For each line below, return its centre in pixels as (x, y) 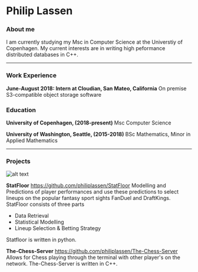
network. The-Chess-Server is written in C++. (62, 264)
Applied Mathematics (32, 140)
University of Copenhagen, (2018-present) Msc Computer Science (89, 123)
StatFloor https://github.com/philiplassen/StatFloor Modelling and (86, 186)
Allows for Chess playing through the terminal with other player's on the (93, 257)
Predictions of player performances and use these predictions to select (93, 192)
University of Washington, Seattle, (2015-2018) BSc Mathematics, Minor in (98, 135)
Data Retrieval (32, 216)
